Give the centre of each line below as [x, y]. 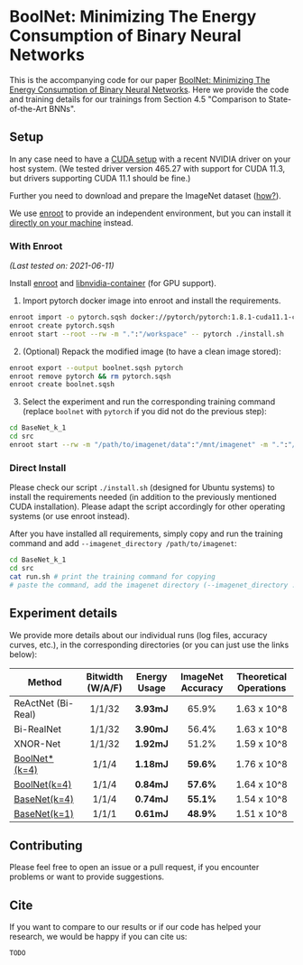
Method [45, 682]
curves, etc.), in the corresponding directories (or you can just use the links [149, 645]
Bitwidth [105, 676]
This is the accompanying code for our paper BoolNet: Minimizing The [140, 79]
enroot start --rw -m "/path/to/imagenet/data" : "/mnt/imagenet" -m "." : [149, 445]
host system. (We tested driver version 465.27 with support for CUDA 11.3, [147, 168]
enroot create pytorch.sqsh [62, 325]
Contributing [46, 845]
